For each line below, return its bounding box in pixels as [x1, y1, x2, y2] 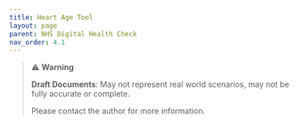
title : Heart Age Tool [9, 12, 93, 22]
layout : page [9, 21, 58, 30]
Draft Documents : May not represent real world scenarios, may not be [30, 79, 290, 89]
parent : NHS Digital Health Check [9, 29, 138, 38]
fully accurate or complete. [30, 89, 131, 99]
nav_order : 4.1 [9, 37, 66, 47]
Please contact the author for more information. [30, 105, 206, 116]
